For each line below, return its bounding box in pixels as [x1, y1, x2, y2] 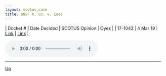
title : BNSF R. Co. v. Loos [5, 12, 63, 17]
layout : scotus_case [5, 7, 48, 12]
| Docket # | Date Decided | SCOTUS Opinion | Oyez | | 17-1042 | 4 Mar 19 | [5, 25, 158, 31]
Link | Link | [5, 30, 29, 36]
